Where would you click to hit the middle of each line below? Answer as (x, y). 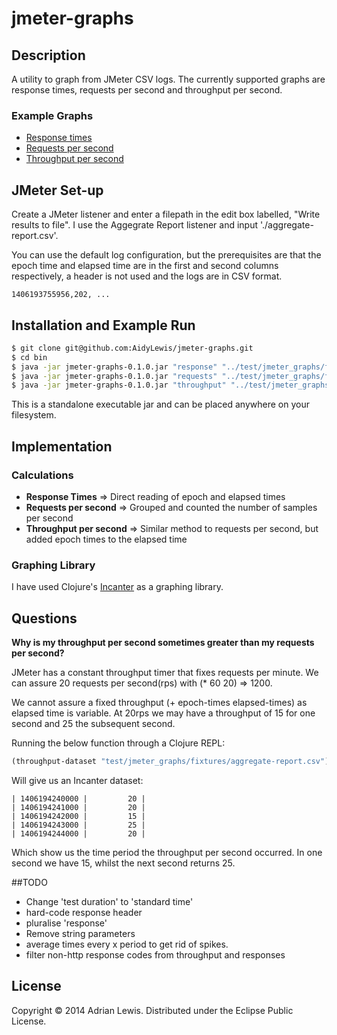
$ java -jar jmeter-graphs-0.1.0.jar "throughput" (119, 385)
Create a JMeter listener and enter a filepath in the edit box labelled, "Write (166, 214)
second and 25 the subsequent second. (93, 724)
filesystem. (34, 415)
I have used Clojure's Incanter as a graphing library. (117, 587)
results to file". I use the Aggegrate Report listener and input (135, 225)
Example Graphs (52, 115)
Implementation (62, 446)
